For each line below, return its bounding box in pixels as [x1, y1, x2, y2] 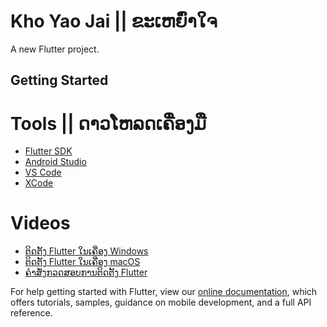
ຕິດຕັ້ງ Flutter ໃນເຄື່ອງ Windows [24, 245, 149, 257]
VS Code [24, 166, 62, 179]
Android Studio [24, 156, 87, 168]
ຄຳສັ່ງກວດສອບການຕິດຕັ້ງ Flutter [24, 266, 148, 279]
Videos [10, 212, 71, 235]
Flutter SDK [24, 145, 73, 157]
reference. [10, 307, 53, 319]
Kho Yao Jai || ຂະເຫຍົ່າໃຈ [10, 10, 218, 33]
